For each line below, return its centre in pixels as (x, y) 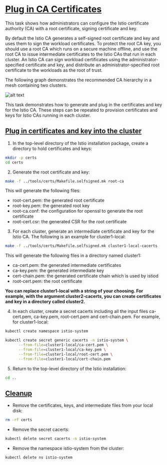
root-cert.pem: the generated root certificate (58, 200)
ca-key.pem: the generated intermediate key (58, 271)
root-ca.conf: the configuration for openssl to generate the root (77, 211)
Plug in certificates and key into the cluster (73, 131)
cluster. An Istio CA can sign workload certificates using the (67, 59)
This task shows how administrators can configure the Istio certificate (77, 23)
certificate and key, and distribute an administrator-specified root (92, 65)
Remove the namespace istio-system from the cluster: (68, 448)
